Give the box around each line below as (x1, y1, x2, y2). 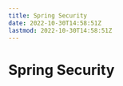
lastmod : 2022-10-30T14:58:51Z (8, 26, 113, 34)
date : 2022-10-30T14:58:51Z (8, 19, 102, 27)
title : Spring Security (8, 11, 88, 20)
